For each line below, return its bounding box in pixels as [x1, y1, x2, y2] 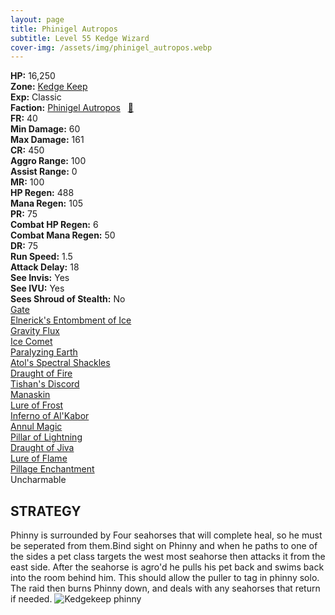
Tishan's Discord [10, 378, 80, 390]
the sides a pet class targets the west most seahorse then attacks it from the [10, 551, 326, 563]
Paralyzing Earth [10, 346, 78, 358]
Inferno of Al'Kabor [10, 410, 90, 422]
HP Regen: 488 [10, 187, 75, 199]
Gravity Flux [10, 325, 60, 337]
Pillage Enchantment [10, 463, 95, 475]
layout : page [10, 14, 65, 25]
